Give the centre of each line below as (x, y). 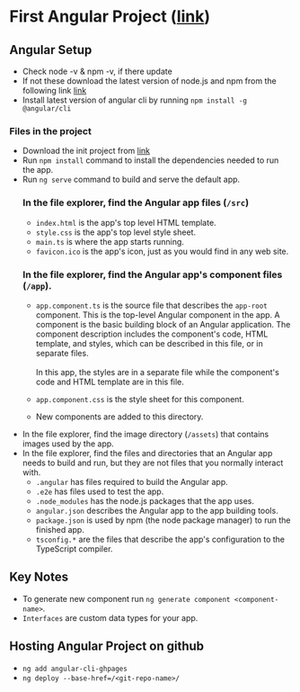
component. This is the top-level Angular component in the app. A (158, 315)
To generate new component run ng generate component (126, 598)
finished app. (60, 529)
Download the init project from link (86, 151)
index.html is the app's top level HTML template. (126, 222)
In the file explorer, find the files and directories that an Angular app (147, 453)
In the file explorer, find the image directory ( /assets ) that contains (146, 434)
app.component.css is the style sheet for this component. (140, 399)
